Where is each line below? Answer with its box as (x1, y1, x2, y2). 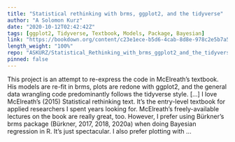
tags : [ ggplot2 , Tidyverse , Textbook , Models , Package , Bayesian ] (7, 29, 205, 37)
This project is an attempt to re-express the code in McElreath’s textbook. (7, 75, 219, 83)
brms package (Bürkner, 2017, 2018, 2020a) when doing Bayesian (7, 120, 197, 128)
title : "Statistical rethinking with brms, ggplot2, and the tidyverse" (7, 10, 224, 17)
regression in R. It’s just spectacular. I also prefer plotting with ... (7, 127, 192, 135)
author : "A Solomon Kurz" (7, 17, 83, 24)
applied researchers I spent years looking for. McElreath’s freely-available (7, 104, 219, 113)
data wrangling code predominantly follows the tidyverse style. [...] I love (7, 90, 218, 98)
